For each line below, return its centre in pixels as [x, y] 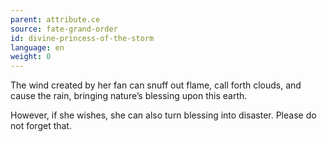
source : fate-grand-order [64, 29]
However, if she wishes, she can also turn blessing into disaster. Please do [163, 115]
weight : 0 [31, 57]
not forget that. [41, 126]
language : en [37, 47]
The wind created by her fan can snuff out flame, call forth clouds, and [156, 85]
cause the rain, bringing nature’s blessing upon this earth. [129, 96]
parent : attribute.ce [55, 19]
